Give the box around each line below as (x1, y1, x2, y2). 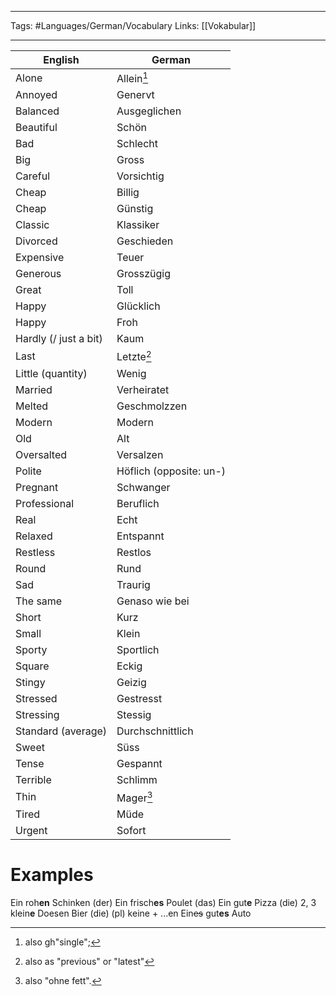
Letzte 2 (116, 348, 152, 364)
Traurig (116, 577, 151, 591)
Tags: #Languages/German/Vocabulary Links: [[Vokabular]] (10, 20, 257, 31)
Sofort (116, 823, 147, 837)
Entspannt (116, 529, 165, 543)
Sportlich (116, 642, 160, 656)
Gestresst (116, 691, 163, 705)
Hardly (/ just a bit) (15, 332, 103, 346)
